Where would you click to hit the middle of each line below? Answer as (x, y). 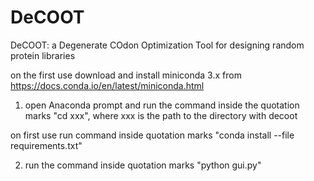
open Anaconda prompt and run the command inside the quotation (162, 105)
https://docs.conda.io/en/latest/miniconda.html (107, 85)
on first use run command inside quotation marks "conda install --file (152, 135)
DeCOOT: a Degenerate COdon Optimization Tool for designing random (157, 45)
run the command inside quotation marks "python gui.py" (143, 165)
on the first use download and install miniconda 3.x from (126, 75)
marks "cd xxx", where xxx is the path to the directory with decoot (161, 115)
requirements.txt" (46, 145)
